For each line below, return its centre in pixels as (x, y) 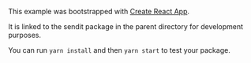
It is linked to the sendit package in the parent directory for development (126, 26)
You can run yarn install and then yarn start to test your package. (119, 50)
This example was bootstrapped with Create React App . (99, 11)
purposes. (25, 35)
